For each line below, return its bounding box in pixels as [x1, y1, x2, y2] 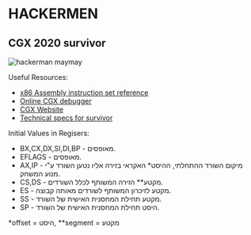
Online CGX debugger [19, 97, 93, 105]
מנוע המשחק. [19, 169, 61, 178]
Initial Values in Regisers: [8, 128, 89, 138]
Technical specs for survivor [19, 113, 113, 123]
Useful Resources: [8, 73, 69, 81]
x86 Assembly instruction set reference [19, 88, 149, 97]
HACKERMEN [8, 5, 99, 23]
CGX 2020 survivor [8, 36, 106, 50]
